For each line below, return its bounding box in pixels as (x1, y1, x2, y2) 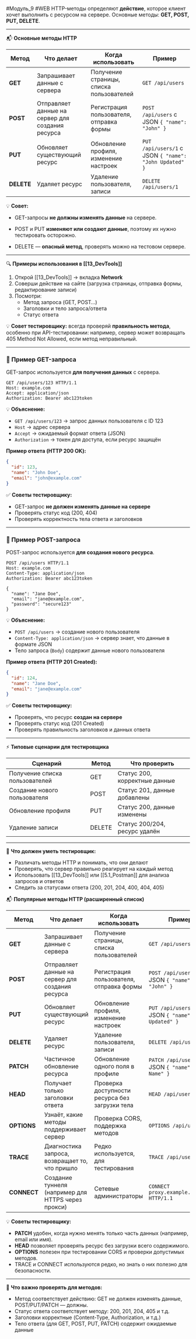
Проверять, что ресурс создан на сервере (14, 714, 123, 721)
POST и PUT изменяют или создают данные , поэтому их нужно (14, 226, 177, 232)
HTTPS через (44, 1195, 82, 1204)
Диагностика (44, 1142, 82, 1150)
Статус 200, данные (117, 803, 175, 811)
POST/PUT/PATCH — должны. (14, 1301, 89, 1309)
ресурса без (94, 1094, 129, 1102)
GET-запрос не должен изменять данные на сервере (14, 503, 150, 510)
